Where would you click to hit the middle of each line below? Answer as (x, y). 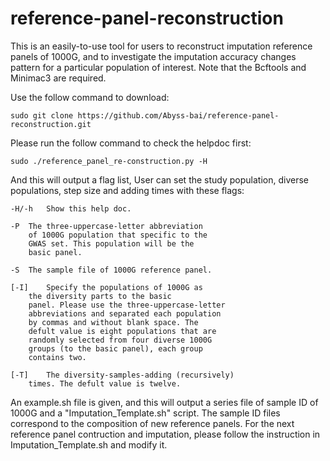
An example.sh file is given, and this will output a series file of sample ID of (164, 402)
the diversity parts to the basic (100, 296)
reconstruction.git (51, 124)
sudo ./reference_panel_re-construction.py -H (109, 161)
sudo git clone (42, 115)
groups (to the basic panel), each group (115, 348)
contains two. (57, 357)
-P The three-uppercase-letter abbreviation (106, 226)
